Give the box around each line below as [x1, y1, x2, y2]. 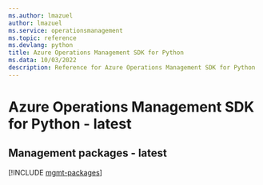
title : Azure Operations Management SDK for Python [8, 49, 184, 57]
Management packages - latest [8, 147, 168, 160]
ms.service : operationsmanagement [8, 26, 124, 34]
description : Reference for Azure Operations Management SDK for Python [8, 64, 256, 72]
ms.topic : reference [8, 33, 78, 42]
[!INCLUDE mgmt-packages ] [8, 167, 102, 177]
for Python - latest [8, 115, 132, 132]
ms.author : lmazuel [8, 11, 74, 20]
